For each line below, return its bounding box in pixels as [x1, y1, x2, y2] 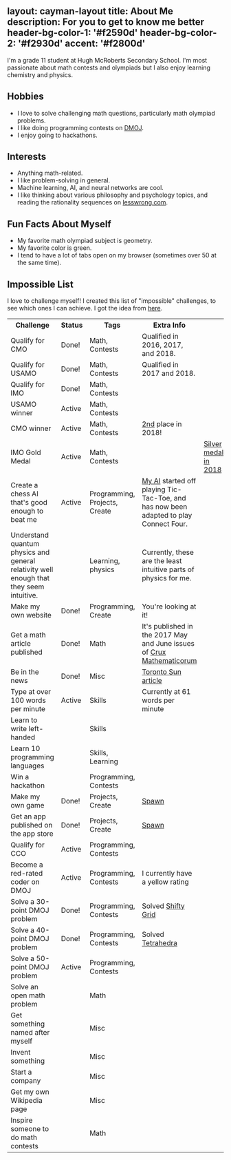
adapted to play [142, 511, 192, 520]
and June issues [142, 639, 195, 648]
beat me [10, 515, 38, 525]
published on [10, 821, 53, 830]
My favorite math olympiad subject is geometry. [16, 237, 153, 245]
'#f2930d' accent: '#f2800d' [18, 38, 146, 50]
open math [10, 991, 46, 1000]
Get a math [10, 630, 46, 640]
